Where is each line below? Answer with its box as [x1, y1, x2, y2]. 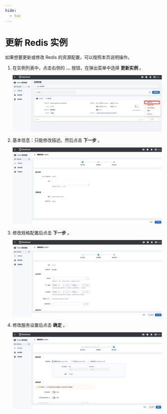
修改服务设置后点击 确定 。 [12, 322, 68, 328]
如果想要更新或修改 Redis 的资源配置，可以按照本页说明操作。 [5, 54, 133, 60]
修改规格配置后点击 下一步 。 [12, 229, 72, 235]
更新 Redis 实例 [5, 37, 68, 48]
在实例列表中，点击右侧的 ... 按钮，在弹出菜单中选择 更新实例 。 [12, 65, 144, 71]
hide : [5, 8, 16, 13]
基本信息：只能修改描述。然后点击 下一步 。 [12, 137, 102, 143]
